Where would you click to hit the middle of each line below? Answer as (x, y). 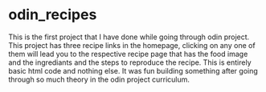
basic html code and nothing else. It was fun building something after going (133, 70)
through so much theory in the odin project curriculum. (99, 79)
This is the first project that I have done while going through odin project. (129, 37)
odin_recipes (53, 15)
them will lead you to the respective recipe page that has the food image (128, 54)
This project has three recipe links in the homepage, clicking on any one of (132, 45)
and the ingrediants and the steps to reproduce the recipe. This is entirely (130, 62)
